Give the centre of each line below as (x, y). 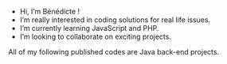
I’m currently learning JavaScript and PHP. (89, 28)
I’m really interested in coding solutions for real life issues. (115, 20)
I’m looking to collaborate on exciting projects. (95, 36)
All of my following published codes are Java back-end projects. (114, 52)
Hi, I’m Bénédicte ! (50, 11)
